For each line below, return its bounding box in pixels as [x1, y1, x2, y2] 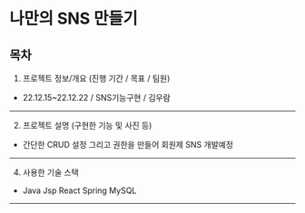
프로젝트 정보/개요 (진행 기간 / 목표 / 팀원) [22, 73, 171, 83]
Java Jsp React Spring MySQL [22, 185, 137, 196]
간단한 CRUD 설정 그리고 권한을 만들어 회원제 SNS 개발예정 [22, 140, 234, 150]
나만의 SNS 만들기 [9, 8, 138, 29]
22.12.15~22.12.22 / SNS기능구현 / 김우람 [22, 92, 171, 102]
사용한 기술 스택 [22, 167, 79, 178]
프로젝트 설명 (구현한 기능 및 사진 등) [22, 120, 152, 131]
